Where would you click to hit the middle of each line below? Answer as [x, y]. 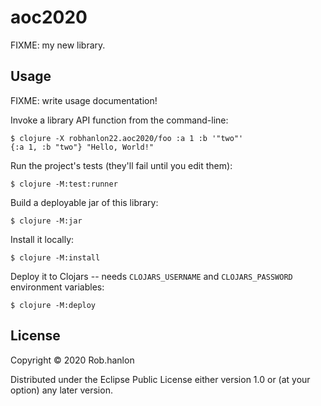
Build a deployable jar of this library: [84, 202]
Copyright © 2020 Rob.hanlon [72, 360]
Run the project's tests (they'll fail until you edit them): [121, 165]
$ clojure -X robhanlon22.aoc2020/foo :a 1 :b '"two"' [127, 138]
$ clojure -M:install [55, 257]
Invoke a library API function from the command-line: [119, 120]
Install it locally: [42, 239]
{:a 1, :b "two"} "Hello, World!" [82, 147]
